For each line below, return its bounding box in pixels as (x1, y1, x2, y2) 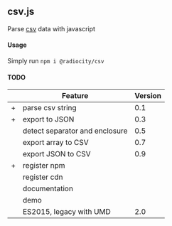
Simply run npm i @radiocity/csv (7, 57, 104, 65)
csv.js (7, 6, 35, 18)
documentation (22, 184, 73, 194)
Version (134, 91, 162, 101)
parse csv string (22, 103, 77, 113)
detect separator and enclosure (22, 126, 128, 136)
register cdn (22, 172, 63, 182)
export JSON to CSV (22, 149, 91, 159)
